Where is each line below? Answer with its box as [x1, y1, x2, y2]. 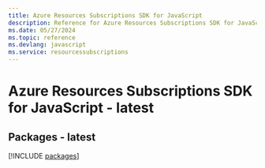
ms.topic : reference [8, 33, 77, 42]
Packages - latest [8, 130, 96, 144]
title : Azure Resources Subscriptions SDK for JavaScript [8, 11, 203, 20]
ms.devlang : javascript [8, 41, 87, 49]
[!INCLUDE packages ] [8, 151, 80, 160]
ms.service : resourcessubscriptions [8, 48, 129, 56]
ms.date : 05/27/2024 [8, 26, 77, 34]
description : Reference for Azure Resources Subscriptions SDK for [8, 19, 235, 27]
